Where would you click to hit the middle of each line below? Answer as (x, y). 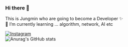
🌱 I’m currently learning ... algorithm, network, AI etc (59, 24)
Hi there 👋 (18, 8)
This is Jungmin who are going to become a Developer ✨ (64, 19)
